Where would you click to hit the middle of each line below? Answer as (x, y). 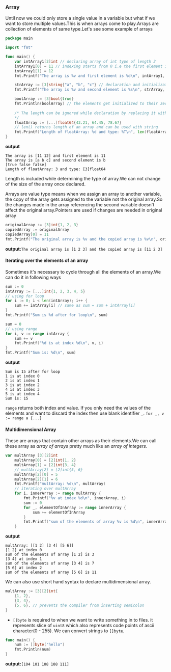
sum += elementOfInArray (59, 512)
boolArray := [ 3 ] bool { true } (44, 99)
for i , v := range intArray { (37, 334)
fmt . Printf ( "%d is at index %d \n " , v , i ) (59, 343)
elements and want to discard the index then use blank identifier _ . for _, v (85, 413)
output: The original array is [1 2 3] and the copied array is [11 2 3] (84, 249)
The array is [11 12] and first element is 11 (55, 156)
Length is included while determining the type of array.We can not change (83, 179)
